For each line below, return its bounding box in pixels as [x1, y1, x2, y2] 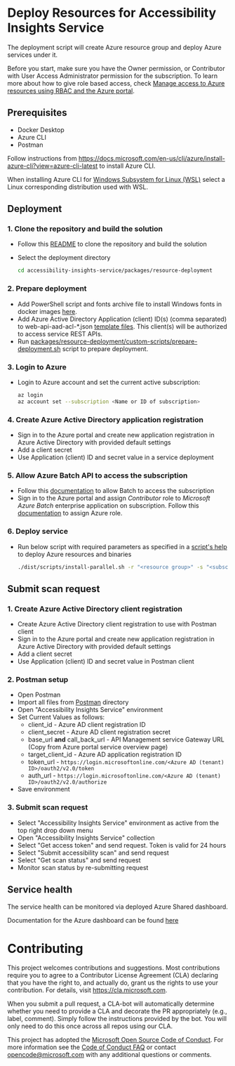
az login [17, 391, 43, 398]
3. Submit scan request [7, 803, 88, 812]
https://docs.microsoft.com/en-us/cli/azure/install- [78, 154, 226, 162]
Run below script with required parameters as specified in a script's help [17, 542, 227, 551]
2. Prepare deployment [7, 284, 87, 294]
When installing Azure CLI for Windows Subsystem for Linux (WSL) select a [7, 175, 226, 183]
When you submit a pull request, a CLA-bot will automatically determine [7, 999, 215, 1008]
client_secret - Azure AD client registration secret [27, 728, 170, 737]
